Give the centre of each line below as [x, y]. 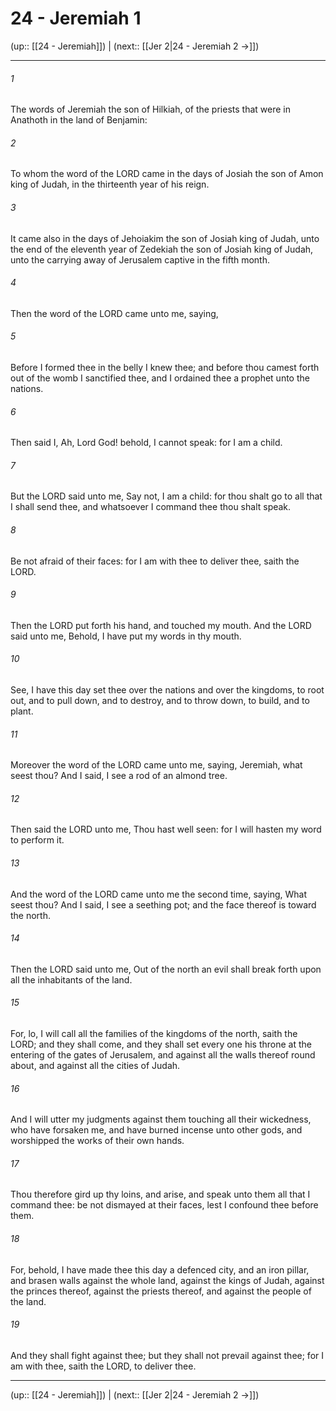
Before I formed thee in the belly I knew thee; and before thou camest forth [165, 367]
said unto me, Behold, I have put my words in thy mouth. [126, 636]
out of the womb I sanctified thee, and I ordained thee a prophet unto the [160, 378]
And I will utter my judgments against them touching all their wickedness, [161, 1119]
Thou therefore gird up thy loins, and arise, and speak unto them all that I [160, 1194]
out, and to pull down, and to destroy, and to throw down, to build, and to [160, 700]
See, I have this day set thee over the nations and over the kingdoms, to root [167, 689]
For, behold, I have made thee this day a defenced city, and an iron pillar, [160, 1269]
